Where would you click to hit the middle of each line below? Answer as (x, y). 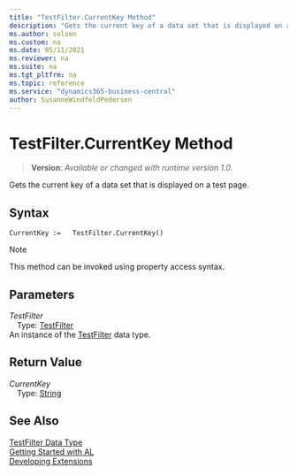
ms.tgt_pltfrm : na (43, 75)
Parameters (42, 294)
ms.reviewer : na (39, 58)
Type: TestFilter (45, 325)
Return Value (46, 362)
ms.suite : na (33, 67)
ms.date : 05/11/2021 (47, 50)
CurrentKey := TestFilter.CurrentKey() (87, 234)
